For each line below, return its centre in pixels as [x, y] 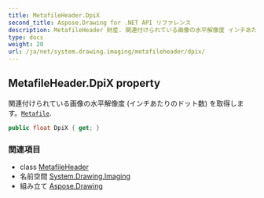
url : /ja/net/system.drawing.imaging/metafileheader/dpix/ [107, 52]
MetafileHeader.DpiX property [84, 83]
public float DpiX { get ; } [54, 128]
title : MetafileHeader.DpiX [54, 15]
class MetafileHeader [54, 167]
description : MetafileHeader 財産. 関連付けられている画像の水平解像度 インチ [127, 30]
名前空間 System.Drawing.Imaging [75, 176]
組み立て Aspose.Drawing [61, 185]
